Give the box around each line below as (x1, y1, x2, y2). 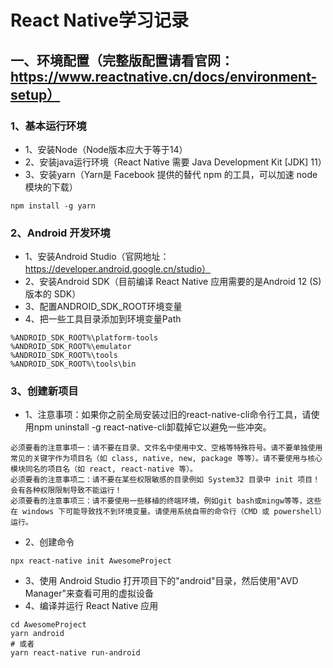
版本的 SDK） (24, 288, 82, 300)
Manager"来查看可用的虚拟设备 (24, 587, 154, 600)
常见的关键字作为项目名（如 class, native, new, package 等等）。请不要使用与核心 (10, 454, 323, 464)
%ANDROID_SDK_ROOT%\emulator (10, 342, 132, 352)
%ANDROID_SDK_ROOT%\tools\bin (10, 359, 137, 370)
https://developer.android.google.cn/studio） (24, 263, 212, 275)
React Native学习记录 (10, 9, 190, 32)
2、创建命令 (24, 536, 75, 548)
